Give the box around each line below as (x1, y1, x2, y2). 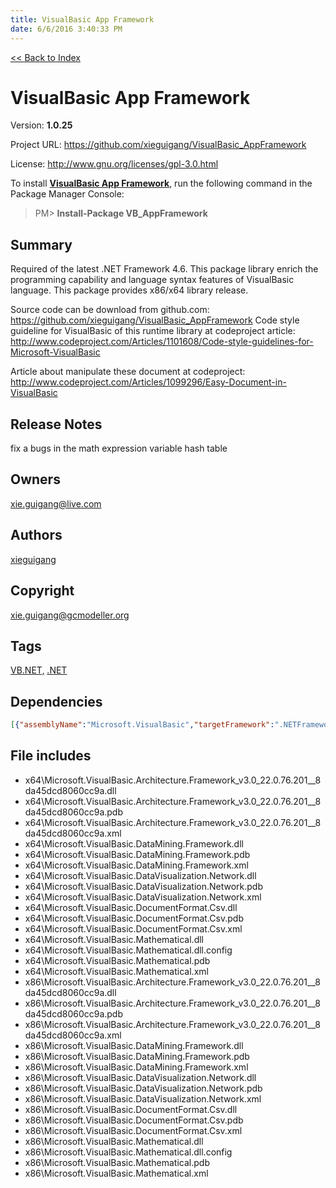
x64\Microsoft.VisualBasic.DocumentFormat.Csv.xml (24, 922, 243, 935)
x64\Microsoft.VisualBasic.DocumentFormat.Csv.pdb (24, 912, 244, 924)
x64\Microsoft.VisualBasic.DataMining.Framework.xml (24, 859, 249, 871)
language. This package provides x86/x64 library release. (10, 284, 249, 296)
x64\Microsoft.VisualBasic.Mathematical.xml (24, 965, 209, 977)
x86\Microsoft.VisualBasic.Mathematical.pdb (24, 1156, 210, 1168)
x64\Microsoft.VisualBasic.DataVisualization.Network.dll (24, 869, 257, 881)
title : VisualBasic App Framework (10, 14, 155, 25)
